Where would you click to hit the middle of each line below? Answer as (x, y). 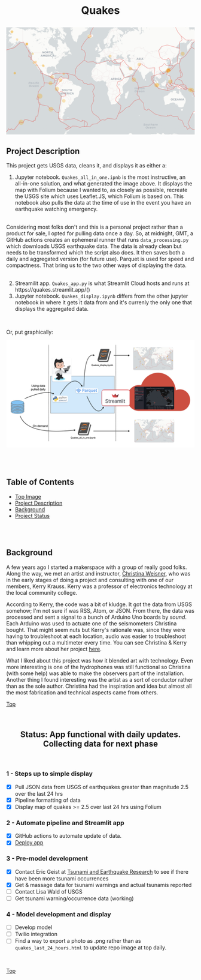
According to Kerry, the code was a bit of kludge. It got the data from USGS (99, 604)
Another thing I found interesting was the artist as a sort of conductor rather (100, 679)
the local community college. (42, 592)
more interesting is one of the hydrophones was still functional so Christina (98, 667)
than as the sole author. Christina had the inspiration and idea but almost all (99, 686)
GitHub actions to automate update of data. (68, 836)
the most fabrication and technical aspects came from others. (82, 692)
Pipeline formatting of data (48, 800)
